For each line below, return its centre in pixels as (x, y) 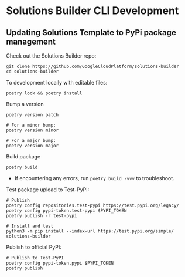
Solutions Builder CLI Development (92, 11)
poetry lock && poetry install (44, 93)
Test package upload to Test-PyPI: (48, 190)
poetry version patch (32, 115)
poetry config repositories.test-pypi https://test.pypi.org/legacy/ (93, 205)
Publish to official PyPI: (34, 247)
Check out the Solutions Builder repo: (51, 56)
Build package (23, 156)
